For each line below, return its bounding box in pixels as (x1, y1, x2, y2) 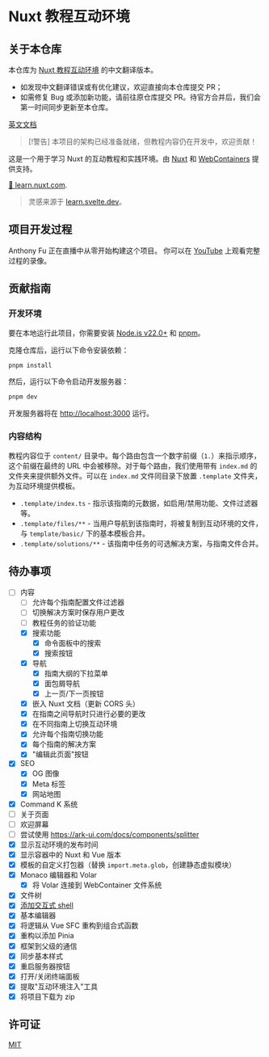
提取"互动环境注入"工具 (19, 981, 99, 991)
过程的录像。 (8, 255, 51, 265)
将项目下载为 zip (19, 992, 75, 1001)
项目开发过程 (8, 223, 73, 237)
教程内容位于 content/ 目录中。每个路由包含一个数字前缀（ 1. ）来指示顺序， (8, 450, 261, 461)
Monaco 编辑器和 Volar (19, 870, 98, 880)
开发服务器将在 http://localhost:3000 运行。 (8, 409, 153, 419)
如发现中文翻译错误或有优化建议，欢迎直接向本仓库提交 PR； (19, 82, 223, 91)
